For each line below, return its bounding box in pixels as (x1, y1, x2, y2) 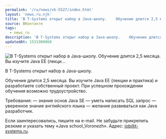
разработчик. (5, 108, 34, 114)
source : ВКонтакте (5, 21, 43, 26)
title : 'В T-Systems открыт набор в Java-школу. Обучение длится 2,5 (5, 16, 158, 21)
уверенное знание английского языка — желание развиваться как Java (5, 102, 157, 109)
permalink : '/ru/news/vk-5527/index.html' (5, 7, 94, 12)
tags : (5, 26, 16, 31)
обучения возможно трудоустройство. (5, 88, 87, 94)
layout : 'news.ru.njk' (5, 12, 52, 17)
